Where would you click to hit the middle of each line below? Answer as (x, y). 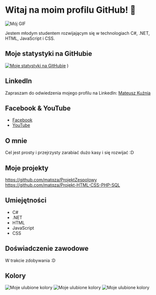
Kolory (15, 276)
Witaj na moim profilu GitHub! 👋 (70, 10)
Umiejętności (26, 201)
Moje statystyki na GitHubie (49, 54)
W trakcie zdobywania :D (30, 260)
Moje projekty (27, 168)
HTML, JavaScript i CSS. (30, 38)
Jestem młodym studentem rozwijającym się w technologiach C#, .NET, (78, 33)
